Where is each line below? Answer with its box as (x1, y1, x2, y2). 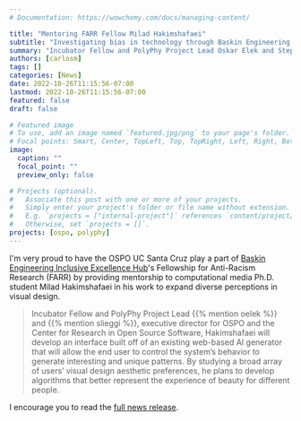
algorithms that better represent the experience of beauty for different (30, 374, 290, 385)
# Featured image (9, 120, 74, 130)
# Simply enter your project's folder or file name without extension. (9, 203, 291, 212)
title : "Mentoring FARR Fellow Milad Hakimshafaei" (9, 29, 206, 39)
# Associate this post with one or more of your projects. (9, 194, 243, 204)
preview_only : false (17, 170, 94, 179)
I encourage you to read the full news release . (9, 401, 179, 412)
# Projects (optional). (9, 186, 99, 195)
